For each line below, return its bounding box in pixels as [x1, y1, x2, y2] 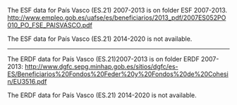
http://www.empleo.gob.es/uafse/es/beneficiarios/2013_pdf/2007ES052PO [7, 13, 226, 22]
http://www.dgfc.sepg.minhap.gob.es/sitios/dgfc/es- [24, 63, 178, 70]
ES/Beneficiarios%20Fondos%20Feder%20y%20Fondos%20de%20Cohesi [7, 70, 229, 78]
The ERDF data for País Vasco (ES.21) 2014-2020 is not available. [7, 91, 197, 99]
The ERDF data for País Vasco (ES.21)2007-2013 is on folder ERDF [7, 55, 200, 63]
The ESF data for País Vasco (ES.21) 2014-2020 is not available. [7, 35, 193, 43]
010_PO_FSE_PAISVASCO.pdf [7, 21, 93, 29]
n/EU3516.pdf [7, 78, 47, 85]
